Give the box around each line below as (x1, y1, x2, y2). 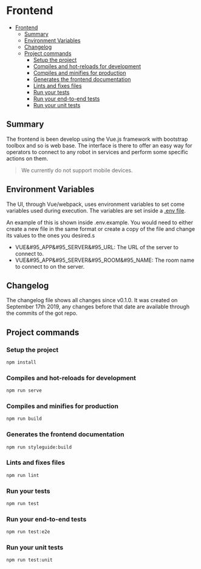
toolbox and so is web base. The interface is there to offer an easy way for (6, 141, 192, 149)
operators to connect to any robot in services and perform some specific (6, 148, 188, 155)
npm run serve (6, 387, 43, 394)
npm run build (6, 415, 43, 422)
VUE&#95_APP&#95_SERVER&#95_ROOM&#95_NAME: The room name (15, 256, 194, 264)
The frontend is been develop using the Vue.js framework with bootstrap (6, 135, 188, 143)
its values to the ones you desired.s (6, 231, 95, 239)
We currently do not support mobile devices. (21, 166, 133, 174)
